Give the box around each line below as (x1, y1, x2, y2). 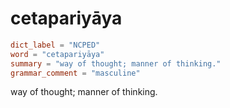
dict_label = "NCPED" (10, 40, 101, 50)
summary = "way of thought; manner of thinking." (10, 58, 222, 69)
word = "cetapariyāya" (10, 49, 105, 59)
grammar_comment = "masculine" (10, 68, 141, 78)
